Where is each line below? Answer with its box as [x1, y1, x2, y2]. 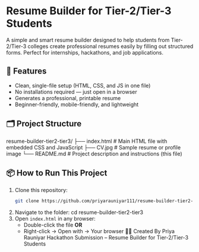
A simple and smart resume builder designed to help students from [6, 36, 170, 43]
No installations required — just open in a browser [14, 88, 138, 95]
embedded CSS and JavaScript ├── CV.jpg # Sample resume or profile [6, 143, 181, 151]
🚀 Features [6, 66, 47, 76]
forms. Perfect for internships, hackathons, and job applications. [6, 49, 163, 56]
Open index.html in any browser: [14, 215, 96, 222]
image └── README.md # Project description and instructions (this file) [6, 150, 182, 157]
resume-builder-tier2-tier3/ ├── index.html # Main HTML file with [6, 138, 168, 145]
